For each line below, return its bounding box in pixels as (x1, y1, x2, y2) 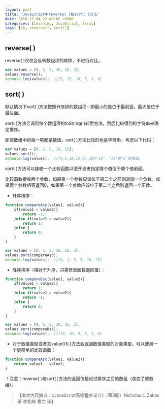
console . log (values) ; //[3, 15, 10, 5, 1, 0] (5, 76, 102, 81)
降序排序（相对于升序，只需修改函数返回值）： (12, 267, 105, 273)
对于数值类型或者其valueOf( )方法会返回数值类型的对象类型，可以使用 (12, 341, 154, 346)
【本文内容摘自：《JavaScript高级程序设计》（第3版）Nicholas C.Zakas (17, 392, 159, 398)
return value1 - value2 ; (14, 361, 65, 366)
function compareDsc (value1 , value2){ (5, 276, 85, 281)
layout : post (5, 7, 32, 12)
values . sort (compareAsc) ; (5, 252, 58, 258)
